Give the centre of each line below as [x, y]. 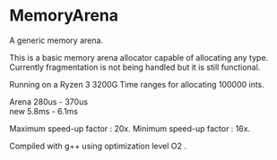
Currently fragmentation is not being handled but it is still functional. [135, 67]
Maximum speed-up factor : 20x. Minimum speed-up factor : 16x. [130, 128]
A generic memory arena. [56, 40]
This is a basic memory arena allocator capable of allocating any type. [139, 57]
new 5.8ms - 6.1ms [44, 111]
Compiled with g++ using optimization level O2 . [98, 146]
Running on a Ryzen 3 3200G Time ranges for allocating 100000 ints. [137, 84]
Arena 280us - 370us [48, 101]
